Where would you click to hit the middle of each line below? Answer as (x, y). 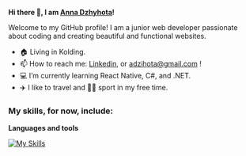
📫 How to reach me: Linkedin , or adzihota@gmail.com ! (110, 64)
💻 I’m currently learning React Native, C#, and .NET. (105, 76)
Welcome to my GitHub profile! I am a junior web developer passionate (123, 27)
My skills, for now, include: (61, 111)
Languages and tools (44, 128)
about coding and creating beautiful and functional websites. (108, 36)
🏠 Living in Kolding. (53, 52)
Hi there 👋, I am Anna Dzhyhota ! (61, 12)
